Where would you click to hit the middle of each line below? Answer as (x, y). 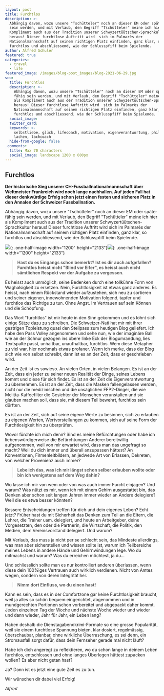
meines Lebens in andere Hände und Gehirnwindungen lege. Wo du (73, 550)
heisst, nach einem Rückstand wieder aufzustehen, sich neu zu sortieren (78, 293)
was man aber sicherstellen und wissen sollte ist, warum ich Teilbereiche (78, 545)
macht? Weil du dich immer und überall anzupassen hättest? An (69, 450)
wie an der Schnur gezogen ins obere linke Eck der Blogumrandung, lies (78, 338)
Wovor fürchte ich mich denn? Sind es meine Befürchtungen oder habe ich (80, 435)
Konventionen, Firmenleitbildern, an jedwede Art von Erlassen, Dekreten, (78, 455)
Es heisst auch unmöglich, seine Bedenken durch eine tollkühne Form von (79, 282)
